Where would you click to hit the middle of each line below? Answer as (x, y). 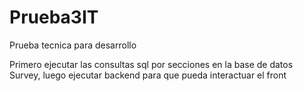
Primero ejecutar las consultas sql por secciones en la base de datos (151, 64)
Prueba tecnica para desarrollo (73, 45)
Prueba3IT (54, 17)
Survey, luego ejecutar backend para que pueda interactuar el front (148, 75)
